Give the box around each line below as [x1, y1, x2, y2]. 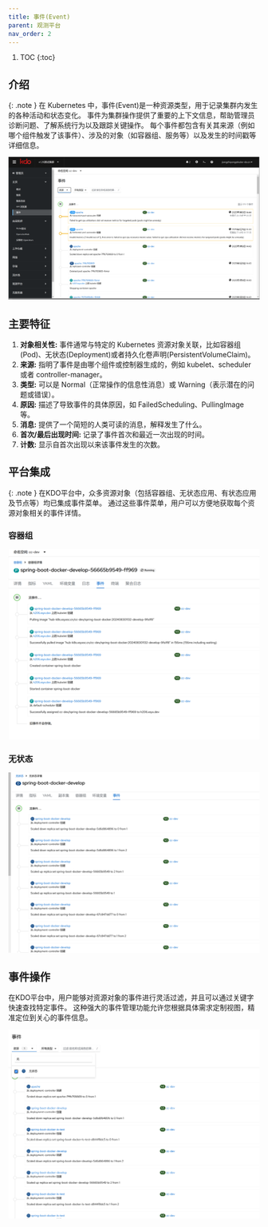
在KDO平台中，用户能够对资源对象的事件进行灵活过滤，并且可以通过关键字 [8, 993, 254, 1002]
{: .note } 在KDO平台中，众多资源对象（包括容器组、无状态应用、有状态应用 [8, 488, 257, 497]
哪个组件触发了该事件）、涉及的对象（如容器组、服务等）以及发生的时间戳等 [8, 130, 257, 140]
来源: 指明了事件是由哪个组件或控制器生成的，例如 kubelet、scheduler [19, 360, 251, 369]
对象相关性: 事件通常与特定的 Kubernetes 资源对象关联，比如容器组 [19, 340, 242, 349]
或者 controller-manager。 [19, 369, 107, 379]
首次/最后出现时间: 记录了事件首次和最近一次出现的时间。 [19, 429, 209, 439]
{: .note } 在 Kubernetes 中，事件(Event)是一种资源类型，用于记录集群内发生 [8, 101, 258, 110]
